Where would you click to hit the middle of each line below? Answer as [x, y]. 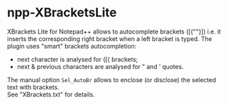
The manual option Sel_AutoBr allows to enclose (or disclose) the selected [112, 79]
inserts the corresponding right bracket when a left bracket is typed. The [110, 38]
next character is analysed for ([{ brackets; [77, 59]
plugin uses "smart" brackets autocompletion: [72, 46]
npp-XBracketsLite [62, 13]
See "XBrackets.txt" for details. [51, 94]
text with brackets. [33, 87]
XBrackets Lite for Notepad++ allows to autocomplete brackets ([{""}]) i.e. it [114, 31]
